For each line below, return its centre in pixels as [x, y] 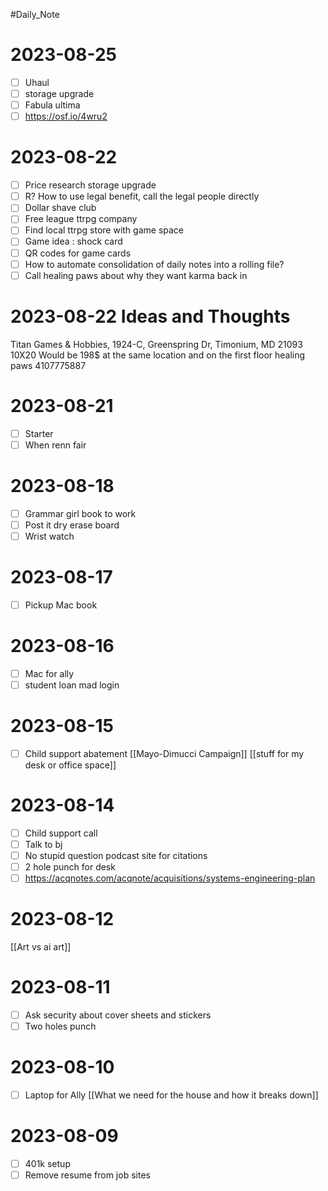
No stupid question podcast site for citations [116, 855]
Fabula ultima [52, 105]
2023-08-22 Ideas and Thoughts [150, 316]
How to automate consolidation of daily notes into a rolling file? [154, 264]
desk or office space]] [70, 765]
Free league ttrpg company [81, 219]
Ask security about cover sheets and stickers [118, 1015]
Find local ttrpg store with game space [104, 230]
